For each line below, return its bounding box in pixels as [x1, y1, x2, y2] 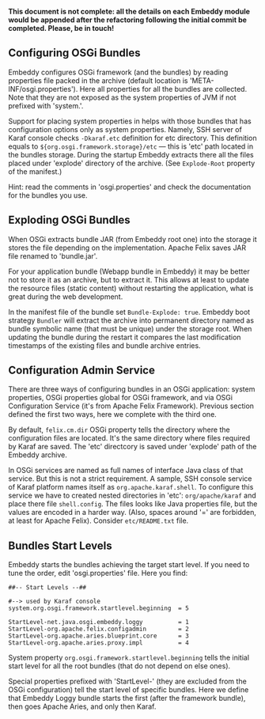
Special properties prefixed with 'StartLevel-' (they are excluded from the [8, 676, 247, 687]
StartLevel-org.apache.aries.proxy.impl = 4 [8, 639, 190, 647]
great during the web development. [8, 292, 123, 301]
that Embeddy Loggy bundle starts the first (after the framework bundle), [8, 694, 246, 703]
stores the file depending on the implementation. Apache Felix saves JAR [8, 243, 247, 252]
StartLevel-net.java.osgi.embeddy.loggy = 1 [8, 619, 190, 626]
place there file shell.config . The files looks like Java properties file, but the [8, 499, 258, 509]
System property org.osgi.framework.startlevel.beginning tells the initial [8, 653, 250, 663]
